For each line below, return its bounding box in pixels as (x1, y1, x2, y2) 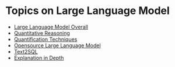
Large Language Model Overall (13, 23, 89, 30)
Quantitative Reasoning (13, 29, 71, 36)
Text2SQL (13, 48, 38, 55)
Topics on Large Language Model (5, 4, 170, 17)
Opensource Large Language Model (13, 42, 101, 49)
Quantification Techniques (13, 36, 78, 43)
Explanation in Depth (13, 54, 64, 61)
